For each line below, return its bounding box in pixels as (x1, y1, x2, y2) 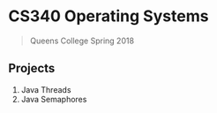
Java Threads (20, 84, 71, 94)
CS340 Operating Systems (8, 6, 209, 26)
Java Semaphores (20, 94, 87, 104)
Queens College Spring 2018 (29, 35, 134, 46)
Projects (8, 61, 56, 76)
